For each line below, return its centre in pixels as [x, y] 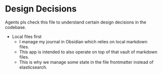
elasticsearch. [33, 67]
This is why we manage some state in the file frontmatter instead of [86, 62]
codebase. [16, 27]
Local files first [27, 37]
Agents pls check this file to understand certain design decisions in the [76, 22]
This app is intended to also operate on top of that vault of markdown [88, 52]
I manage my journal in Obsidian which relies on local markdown [83, 41]
